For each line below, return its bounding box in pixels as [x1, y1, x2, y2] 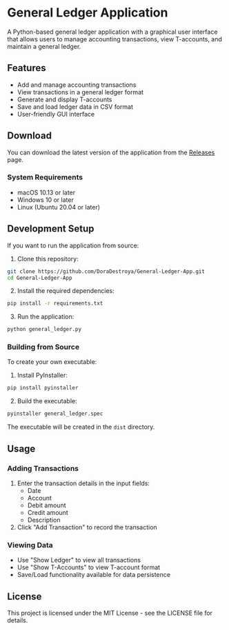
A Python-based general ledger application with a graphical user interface [7, 28, 218, 36]
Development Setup [7, 223, 94, 235]
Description [27, 516, 61, 524]
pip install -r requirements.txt [7, 300, 103, 307]
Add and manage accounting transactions [17, 81, 137, 89]
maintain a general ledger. [7, 42, 81, 50]
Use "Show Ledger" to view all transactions [17, 556, 141, 565]
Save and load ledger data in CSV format [17, 102, 133, 111]
